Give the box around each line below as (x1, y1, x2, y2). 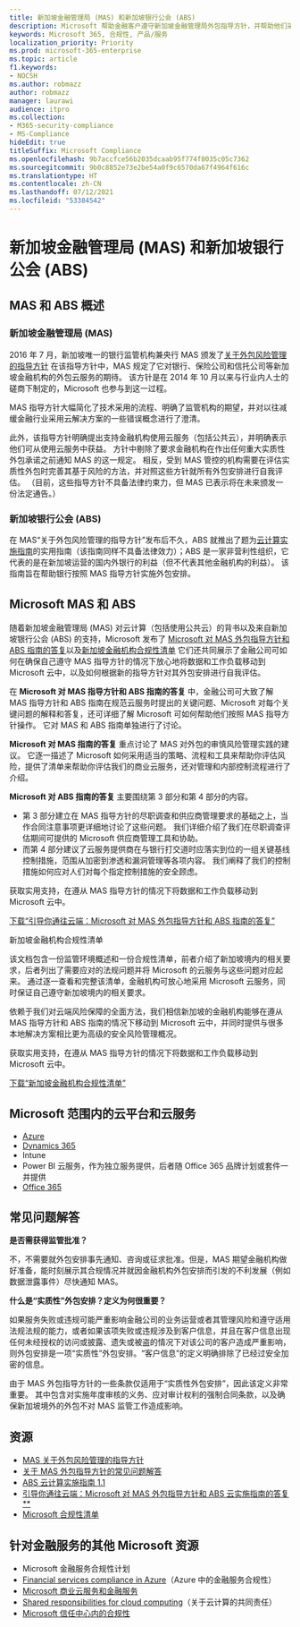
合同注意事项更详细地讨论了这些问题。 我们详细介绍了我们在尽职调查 (29, 821, 283, 832)
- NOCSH (9, 72, 38, 81)
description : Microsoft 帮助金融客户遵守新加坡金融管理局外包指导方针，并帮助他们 (9, 21, 287, 30)
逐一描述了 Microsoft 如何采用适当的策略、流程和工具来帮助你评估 (34, 749, 279, 761)
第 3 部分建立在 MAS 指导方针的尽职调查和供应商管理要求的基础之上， (21, 810, 281, 821)
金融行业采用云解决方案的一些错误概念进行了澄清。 (16, 413, 205, 423)
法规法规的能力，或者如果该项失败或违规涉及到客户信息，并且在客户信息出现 (9, 1325, 291, 1336)
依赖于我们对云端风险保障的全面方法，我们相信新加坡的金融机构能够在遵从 (9, 1006, 283, 1017)
